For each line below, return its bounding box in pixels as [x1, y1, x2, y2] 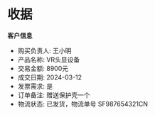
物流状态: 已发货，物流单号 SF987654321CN [17, 99, 148, 108]
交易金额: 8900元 [17, 64, 69, 72]
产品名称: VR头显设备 [17, 55, 80, 64]
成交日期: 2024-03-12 [17, 72, 82, 82]
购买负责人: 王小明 [17, 46, 72, 55]
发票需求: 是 [17, 82, 53, 90]
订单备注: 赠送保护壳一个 [17, 90, 90, 99]
